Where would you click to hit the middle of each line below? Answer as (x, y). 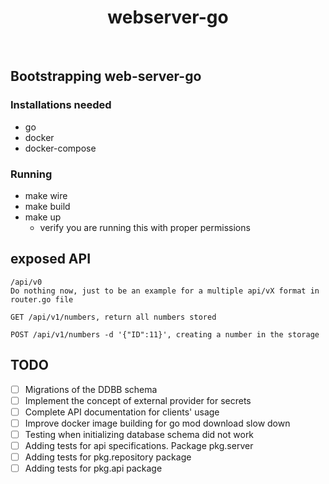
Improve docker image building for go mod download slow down (157, 423)
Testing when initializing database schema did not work (139, 434)
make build (47, 206)
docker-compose (60, 148)
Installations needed (61, 105)
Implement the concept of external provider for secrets (138, 400)
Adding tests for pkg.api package (93, 468)
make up (43, 217)
